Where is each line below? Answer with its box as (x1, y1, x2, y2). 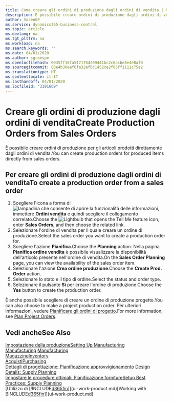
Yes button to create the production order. (12, 287, 102, 293)
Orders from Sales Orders (5, 128, 117, 139)
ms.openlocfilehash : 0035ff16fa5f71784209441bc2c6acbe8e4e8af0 (5, 60, 143, 65)
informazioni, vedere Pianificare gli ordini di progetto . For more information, (5, 308, 163, 314)
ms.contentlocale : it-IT (5, 74, 58, 79)
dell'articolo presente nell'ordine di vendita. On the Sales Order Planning (12, 254, 165, 260)
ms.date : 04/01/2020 (5, 50, 50, 55)
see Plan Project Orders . (5, 313, 57, 319)
